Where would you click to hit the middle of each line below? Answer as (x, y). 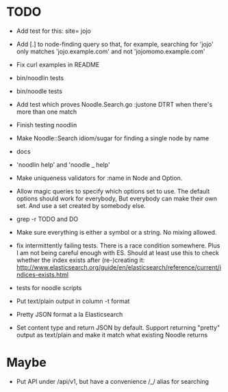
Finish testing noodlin (47, 125)
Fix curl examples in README (58, 64)
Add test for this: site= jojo (54, 31)
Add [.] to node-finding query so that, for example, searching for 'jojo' (115, 44)
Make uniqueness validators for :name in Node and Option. (99, 178)
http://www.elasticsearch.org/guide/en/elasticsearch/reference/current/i (119, 267)
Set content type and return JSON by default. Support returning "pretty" (118, 327)
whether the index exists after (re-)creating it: (80, 260)
